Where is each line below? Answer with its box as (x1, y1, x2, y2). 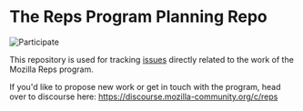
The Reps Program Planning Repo (9, 6, 268, 27)
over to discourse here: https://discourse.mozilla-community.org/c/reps (9, 91, 278, 102)
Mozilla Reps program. (9, 64, 94, 75)
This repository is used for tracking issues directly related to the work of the (9, 54, 294, 65)
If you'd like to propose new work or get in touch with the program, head (9, 81, 281, 92)
